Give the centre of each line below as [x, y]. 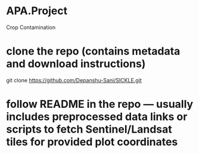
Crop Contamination [31, 27]
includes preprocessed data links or [97, 117]
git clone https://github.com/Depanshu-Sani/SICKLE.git [74, 80]
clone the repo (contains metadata [93, 51]
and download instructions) [76, 64]
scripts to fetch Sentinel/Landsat [89, 129]
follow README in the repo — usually [100, 104]
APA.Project [37, 11]
